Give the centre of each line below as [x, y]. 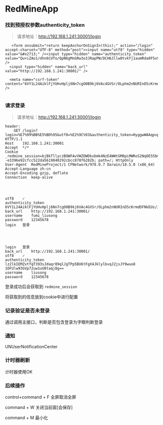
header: [13, 126]
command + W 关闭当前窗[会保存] [39, 407]
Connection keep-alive [29, 177]
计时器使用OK [19, 372]
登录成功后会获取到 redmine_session [41, 286]
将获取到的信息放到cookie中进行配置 [42, 297]
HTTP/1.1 [14, 139]
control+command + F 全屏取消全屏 [41, 397]
